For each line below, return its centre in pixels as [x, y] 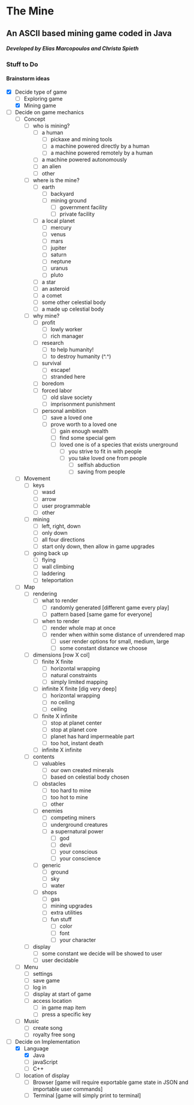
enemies [52, 811]
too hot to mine [69, 797]
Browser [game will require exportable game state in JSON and [110, 1082]
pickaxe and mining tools [81, 139]
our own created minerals [82, 770]
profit [48, 322]
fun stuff [61, 919]
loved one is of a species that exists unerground [119, 445]
